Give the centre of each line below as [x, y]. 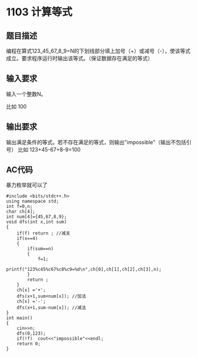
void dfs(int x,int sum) [36, 222]
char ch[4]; [21, 212]
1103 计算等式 [39, 12]
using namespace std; [33, 201]
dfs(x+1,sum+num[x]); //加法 [51, 296]
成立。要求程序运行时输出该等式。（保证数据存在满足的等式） [79, 58]
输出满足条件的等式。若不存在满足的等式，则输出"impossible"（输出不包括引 [99, 142]
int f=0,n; [19, 207]
